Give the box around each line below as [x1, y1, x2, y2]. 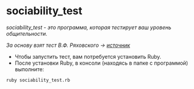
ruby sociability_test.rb [6, 77, 70, 83]
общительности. [6, 30, 47, 37]
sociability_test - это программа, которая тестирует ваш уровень [6, 24, 172, 31]
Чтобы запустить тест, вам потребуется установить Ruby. [14, 53, 161, 60]
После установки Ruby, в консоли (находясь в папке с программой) [14, 59, 189, 66]
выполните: [14, 65, 44, 72]
